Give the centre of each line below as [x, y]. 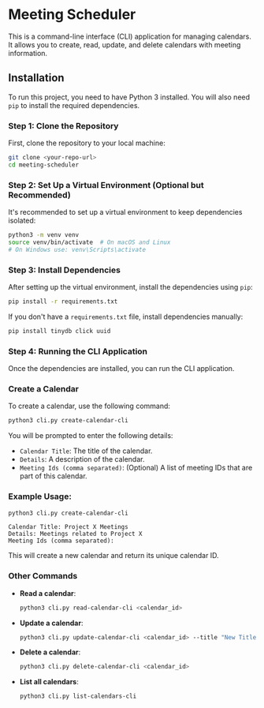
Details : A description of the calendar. [82, 459]
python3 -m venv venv [44, 235]
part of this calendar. [54, 476]
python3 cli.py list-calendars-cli [78, 696]
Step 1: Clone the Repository [63, 125]
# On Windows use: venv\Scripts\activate [77, 249]
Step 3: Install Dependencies [64, 270]
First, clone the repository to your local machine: [87, 143]
